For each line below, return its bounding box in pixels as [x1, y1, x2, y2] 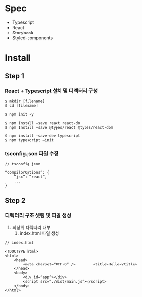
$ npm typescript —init [5, 137, 54, 143]
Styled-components [12, 35, 53, 41]
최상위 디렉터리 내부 [12, 224, 51, 230]
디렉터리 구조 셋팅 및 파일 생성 [5, 212, 72, 219]
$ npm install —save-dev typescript [5, 133, 80, 138]
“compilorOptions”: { [5, 170, 50, 175]
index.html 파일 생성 [19, 230, 59, 236]
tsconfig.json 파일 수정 [5, 150, 59, 157]
